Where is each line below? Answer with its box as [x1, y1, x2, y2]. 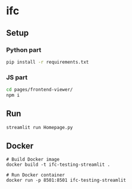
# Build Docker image [6, 156, 60, 163]
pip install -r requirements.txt [6, 59, 89, 65]
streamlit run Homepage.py [6, 124, 73, 130]
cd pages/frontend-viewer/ [6, 87, 73, 93]
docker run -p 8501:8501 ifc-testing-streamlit [6, 177, 127, 184]
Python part [6, 46, 42, 54]
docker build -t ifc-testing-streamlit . [6, 162, 111, 168]
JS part [6, 73, 28, 81]
